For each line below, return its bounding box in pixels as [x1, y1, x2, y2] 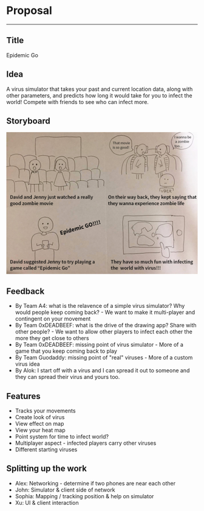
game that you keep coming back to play [15, 347, 117, 355]
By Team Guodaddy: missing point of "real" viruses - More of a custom [15, 354, 193, 361]
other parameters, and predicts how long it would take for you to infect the [6, 92, 192, 99]
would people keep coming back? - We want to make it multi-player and [15, 308, 195, 316]
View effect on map [15, 420, 64, 428]
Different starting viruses [15, 446, 78, 453]
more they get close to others [15, 335, 89, 342]
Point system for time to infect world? [15, 433, 109, 440]
